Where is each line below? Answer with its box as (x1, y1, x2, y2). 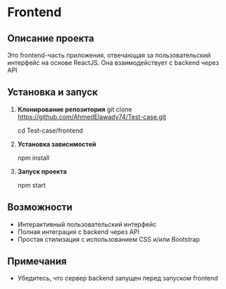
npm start (17, 180, 46, 189)
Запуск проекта (17, 167, 67, 176)
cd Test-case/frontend (17, 126, 83, 135)
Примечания (7, 255, 67, 268)
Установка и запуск (7, 86, 99, 99)
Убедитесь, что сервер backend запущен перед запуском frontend (17, 274, 218, 283)
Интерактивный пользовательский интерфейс (17, 220, 157, 228)
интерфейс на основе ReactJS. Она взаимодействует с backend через (7, 59, 220, 67)
